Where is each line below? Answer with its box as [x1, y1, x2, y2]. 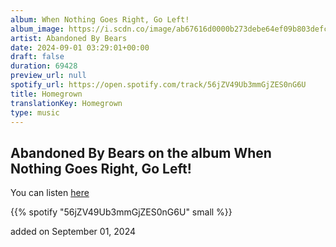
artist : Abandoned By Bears [10, 33, 128, 43]
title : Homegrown [10, 89, 83, 99]
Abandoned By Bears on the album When [10, 144, 272, 161]
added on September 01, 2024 [10, 226, 137, 238]
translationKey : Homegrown [10, 98, 123, 108]
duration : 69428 [10, 61, 78, 71]
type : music [10, 107, 60, 118]
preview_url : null [10, 71, 87, 81]
